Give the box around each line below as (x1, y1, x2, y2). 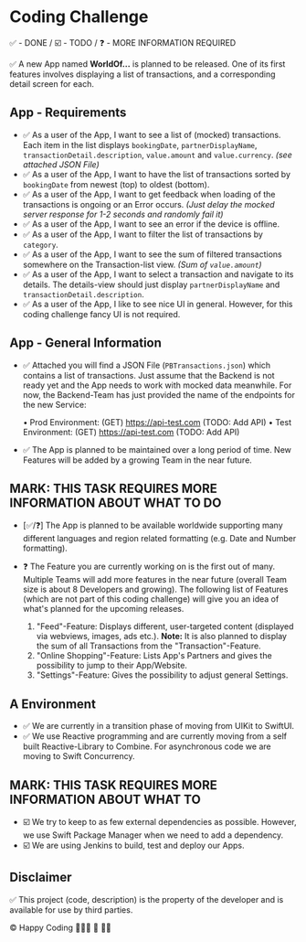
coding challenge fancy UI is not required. (22, 308, 181, 319)
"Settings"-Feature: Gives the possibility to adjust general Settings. (36, 669, 289, 680)
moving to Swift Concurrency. (22, 751, 135, 762)
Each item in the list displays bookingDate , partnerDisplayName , (22, 139, 258, 150)
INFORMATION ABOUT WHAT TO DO (9, 495, 222, 510)
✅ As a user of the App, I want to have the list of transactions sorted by (22, 168, 290, 179)
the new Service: (22, 399, 87, 410)
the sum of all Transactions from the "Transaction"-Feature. (36, 640, 262, 651)
